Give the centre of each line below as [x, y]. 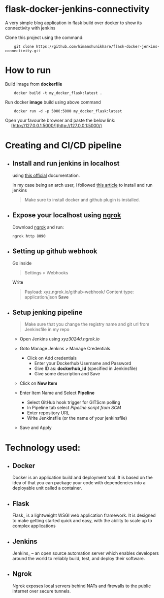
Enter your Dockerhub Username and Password [83, 364]
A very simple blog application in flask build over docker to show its [74, 23]
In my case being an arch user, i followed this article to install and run [82, 185]
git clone [24, 46]
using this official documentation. [46, 175]
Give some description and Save [67, 374]
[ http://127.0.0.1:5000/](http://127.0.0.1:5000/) [57, 125]
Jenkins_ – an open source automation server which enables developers [85, 553]
